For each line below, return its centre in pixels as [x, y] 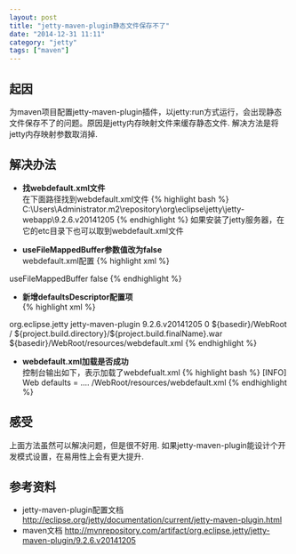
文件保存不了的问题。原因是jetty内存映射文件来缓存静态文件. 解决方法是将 [144, 123]
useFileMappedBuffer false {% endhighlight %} [96, 278]
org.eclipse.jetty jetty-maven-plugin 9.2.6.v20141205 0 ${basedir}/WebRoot [148, 324]
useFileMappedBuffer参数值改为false [92, 249]
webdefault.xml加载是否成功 [75, 361]
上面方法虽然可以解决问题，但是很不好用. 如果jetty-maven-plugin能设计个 [144, 445]
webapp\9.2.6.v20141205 [68, 220]
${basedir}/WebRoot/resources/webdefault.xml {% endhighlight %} [133, 342]
